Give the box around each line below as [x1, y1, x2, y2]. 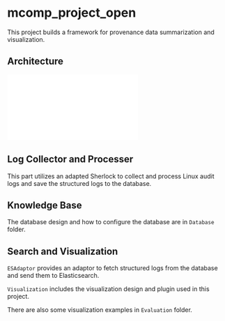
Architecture [7, 56, 64, 68]
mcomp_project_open [7, 5, 137, 21]
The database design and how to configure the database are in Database [7, 218, 215, 226]
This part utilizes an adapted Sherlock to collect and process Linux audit [7, 172, 215, 180]
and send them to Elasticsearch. [7, 272, 100, 280]
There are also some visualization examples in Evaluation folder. [7, 306, 193, 314]
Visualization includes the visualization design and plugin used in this [7, 285, 210, 293]
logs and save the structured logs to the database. [7, 179, 152, 187]
